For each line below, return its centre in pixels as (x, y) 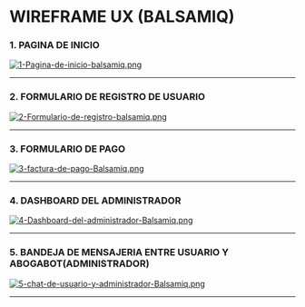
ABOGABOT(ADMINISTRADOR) (79, 263)
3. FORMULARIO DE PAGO (67, 149)
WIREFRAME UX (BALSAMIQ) (122, 17)
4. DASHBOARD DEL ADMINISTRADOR (95, 200)
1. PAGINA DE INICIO (54, 45)
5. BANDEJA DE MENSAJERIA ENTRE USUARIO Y (119, 253)
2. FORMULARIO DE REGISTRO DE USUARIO (108, 97)
